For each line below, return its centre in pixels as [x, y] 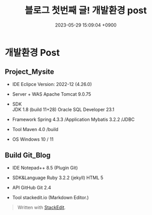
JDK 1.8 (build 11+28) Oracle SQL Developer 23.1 [63, 109]
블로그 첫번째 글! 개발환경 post [86, 10]
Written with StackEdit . [42, 207]
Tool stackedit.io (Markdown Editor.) [51, 197]
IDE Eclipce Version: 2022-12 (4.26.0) [52, 84]
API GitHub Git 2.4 [32, 187]
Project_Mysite [30, 72]
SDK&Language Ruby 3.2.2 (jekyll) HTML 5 [58, 178]
